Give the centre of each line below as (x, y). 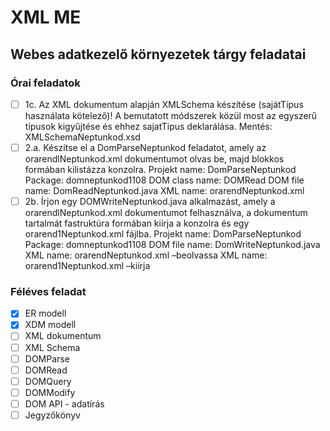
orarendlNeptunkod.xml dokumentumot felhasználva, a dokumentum (166, 213)
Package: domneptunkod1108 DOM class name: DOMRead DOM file (164, 180)
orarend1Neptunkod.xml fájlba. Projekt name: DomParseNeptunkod (163, 234)
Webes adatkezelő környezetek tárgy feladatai (158, 54)
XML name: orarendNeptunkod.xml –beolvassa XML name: (146, 255)
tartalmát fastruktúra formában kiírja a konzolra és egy (137, 223)
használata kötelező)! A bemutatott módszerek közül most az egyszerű (171, 115)
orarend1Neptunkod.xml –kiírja (87, 266)
